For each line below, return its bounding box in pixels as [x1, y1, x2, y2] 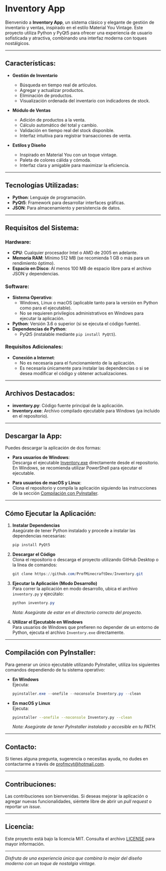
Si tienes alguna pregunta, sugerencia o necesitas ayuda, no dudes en [5, 756, 148, 762]
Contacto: [5, 743, 37, 751]
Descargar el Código [12, 551, 56, 557]
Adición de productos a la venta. [19, 117, 86, 123]
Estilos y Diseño [12, 142, 46, 148]
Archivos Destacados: [5, 389, 75, 398]
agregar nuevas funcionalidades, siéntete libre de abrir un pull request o [5, 798, 152, 804]
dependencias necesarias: [12, 533, 67, 539]
